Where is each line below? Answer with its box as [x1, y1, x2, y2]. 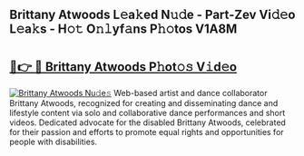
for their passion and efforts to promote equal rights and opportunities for [9, 127, 284, 137]
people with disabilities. [9, 136, 98, 147]
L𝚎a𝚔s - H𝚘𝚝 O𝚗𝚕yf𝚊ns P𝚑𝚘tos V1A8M [9, 22, 238, 37]
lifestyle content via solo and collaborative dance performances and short [9, 108, 286, 118]
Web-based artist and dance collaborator [113, 88, 268, 98]
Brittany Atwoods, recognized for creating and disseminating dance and [9, 98, 279, 108]
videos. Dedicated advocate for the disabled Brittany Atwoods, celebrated [9, 117, 286, 128]
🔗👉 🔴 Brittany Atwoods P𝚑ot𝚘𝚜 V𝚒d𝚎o [9, 59, 238, 74]
